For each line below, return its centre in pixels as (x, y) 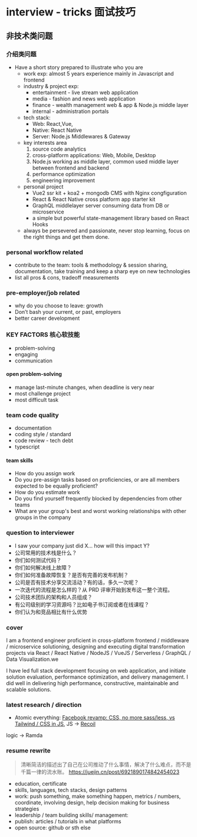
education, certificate (41, 783)
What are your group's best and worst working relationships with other (101, 511)
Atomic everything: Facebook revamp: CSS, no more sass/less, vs (95, 718)
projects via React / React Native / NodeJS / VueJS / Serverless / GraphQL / (98, 653)
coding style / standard (43, 434)
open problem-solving (34, 374)
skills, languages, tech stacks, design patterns (71, 790)
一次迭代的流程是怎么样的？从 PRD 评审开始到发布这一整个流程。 (93, 589)
